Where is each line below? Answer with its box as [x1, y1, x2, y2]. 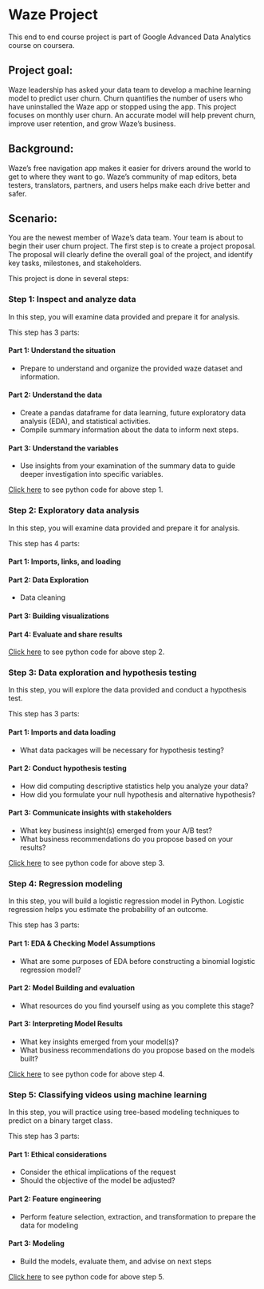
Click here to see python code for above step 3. [8, 859, 165, 868]
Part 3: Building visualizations [8, 611, 110, 621]
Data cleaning [19, 593, 66, 602]
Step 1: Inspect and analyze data [8, 294, 136, 305]
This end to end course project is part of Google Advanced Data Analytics [8, 32, 251, 42]
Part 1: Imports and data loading [8, 728, 116, 737]
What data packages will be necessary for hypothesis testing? [19, 745, 225, 755]
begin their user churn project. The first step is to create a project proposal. [8, 241, 257, 251]
